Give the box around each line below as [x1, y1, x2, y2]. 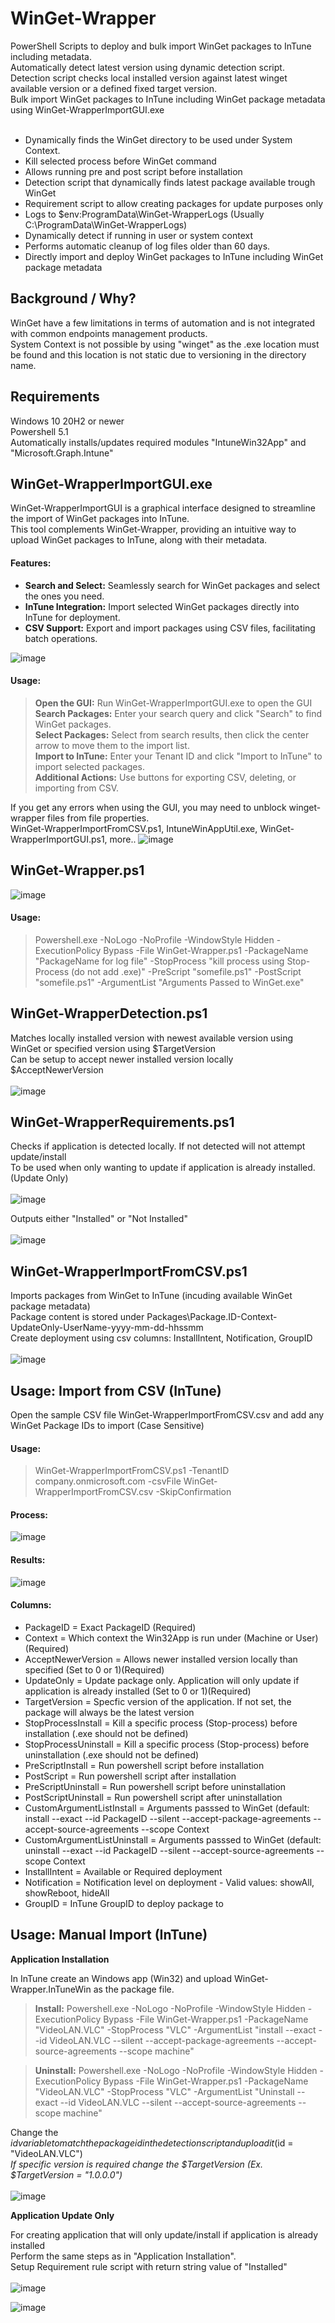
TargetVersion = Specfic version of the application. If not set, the [24, 1695, 292, 1707]
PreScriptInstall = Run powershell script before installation [24, 1759, 265, 1771]
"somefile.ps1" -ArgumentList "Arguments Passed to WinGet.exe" [34, 976, 305, 988]
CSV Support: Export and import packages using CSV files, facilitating [24, 622, 316, 634]
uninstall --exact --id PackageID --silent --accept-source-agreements [24, 1844, 315, 1856]
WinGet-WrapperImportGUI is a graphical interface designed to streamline [10, 502, 316, 514]
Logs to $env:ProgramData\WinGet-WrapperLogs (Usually [24, 208, 265, 220]
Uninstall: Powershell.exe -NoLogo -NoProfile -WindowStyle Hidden [34, 2064, 318, 2076]
